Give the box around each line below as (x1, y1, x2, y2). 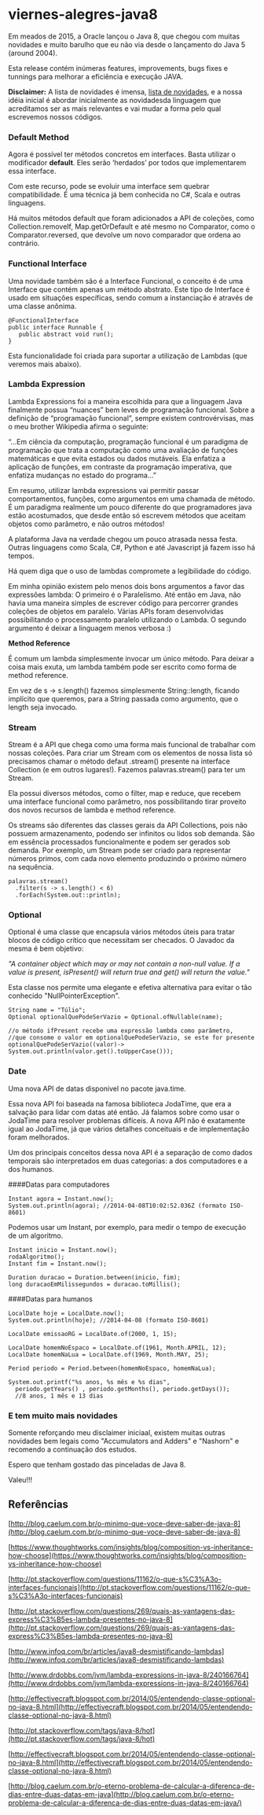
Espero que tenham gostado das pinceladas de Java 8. (8, 1460, 186, 1470)
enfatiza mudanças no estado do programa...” (8, 470, 157, 480)
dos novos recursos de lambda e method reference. (8, 805, 177, 815)
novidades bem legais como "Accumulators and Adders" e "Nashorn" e (8, 1437, 240, 1446)
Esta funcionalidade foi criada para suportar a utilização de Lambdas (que (8, 351, 247, 360)
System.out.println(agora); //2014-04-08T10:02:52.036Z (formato (8, 1202, 226, 1209)
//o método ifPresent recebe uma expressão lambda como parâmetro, (8, 1027, 234, 1035)
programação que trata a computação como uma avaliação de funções (8, 445, 238, 455)
